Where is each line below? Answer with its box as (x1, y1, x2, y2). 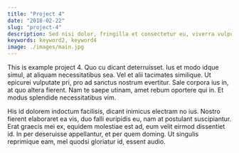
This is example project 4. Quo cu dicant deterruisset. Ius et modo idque (7, 63, 219, 71)
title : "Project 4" (7, 10, 65, 18)
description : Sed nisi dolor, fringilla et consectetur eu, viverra (7, 30, 215, 38)
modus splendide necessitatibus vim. (7, 93, 117, 102)
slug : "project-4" (7, 23, 62, 31)
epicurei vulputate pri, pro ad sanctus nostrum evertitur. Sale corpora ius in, (7, 78, 229, 86)
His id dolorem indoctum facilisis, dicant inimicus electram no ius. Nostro (7, 107, 221, 115)
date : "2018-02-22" (7, 17, 65, 24)
